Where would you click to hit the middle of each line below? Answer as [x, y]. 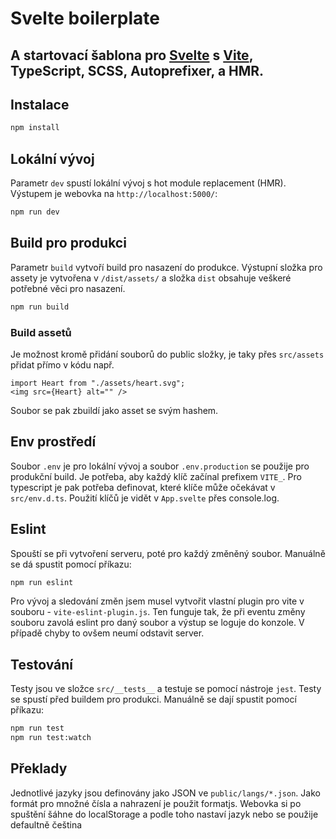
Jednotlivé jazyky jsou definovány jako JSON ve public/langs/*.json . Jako [165, 793]
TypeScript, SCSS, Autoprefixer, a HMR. [137, 70]
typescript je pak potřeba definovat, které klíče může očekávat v [143, 487]
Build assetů [41, 332]
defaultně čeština [46, 824]
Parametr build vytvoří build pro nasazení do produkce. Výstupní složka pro [166, 267]
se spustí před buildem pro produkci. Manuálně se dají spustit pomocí [153, 699]
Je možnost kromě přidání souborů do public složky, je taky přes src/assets [167, 354]
